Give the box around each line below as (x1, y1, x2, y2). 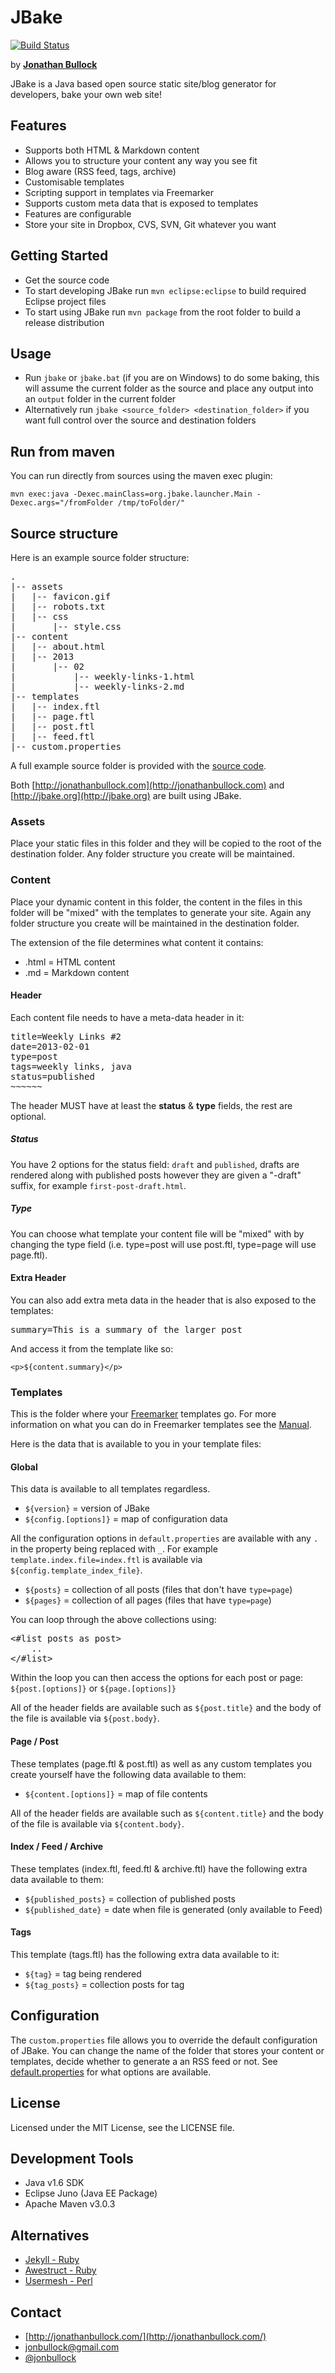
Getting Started (10, 247, 109, 265)
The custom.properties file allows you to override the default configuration (10, 2034, 318, 2046)
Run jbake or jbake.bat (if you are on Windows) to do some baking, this (24, 372, 320, 384)
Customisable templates (24, 176, 125, 188)
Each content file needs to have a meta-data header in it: (10, 1011, 245, 1023)
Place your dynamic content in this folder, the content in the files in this (10, 896, 303, 908)
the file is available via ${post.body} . (10, 1712, 160, 1725)
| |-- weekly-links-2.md (10, 681, 185, 692)
